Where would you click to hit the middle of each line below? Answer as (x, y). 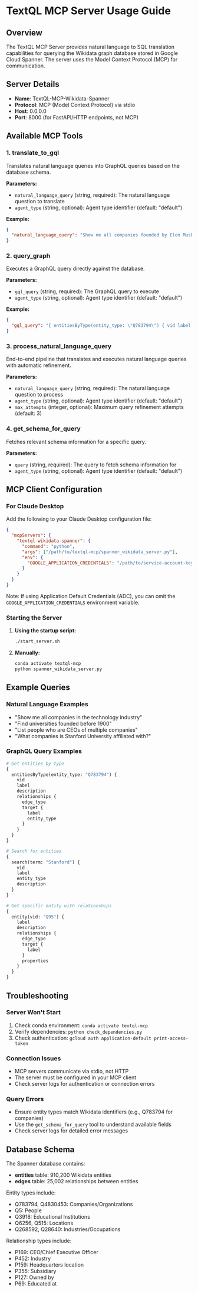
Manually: (27, 653)
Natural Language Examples (47, 705)
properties (35, 961)
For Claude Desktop (35, 506)
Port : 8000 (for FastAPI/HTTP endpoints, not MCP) (77, 117)
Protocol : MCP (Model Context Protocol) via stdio (75, 105)
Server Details (33, 84)
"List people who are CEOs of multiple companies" (76, 730)
